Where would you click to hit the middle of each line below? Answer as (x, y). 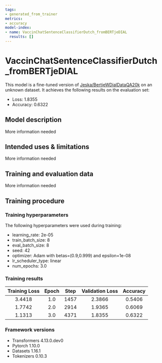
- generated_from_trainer (31, 14)
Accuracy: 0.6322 (30, 104)
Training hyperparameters (37, 215)
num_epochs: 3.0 (29, 266)
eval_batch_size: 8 (31, 245)
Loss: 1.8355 (25, 99)
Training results (24, 278)
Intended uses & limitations (47, 147)
